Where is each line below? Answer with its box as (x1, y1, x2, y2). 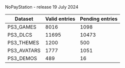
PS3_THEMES (7, 40, 39, 46)
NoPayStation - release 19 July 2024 (5, 4, 79, 10)
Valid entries (45, 15, 75, 22)
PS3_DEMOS (7, 55, 37, 62)
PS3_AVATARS (7, 47, 41, 54)
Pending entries (80, 15, 118, 22)
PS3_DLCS (7, 31, 33, 38)
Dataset (14, 15, 34, 22)
